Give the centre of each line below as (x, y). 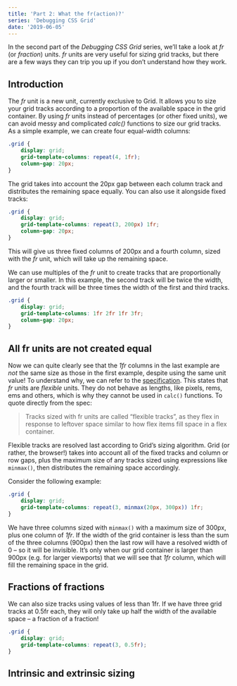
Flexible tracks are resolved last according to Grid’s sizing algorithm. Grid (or (119, 446)
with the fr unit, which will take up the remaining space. (88, 259)
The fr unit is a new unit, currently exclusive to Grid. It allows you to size (112, 101)
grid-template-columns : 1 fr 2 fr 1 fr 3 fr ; (82, 313)
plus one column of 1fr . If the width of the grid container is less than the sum (118, 535)
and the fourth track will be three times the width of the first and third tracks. (119, 287)
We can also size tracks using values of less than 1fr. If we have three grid (115, 604)
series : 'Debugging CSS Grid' (52, 20)
